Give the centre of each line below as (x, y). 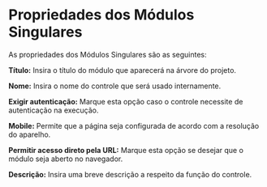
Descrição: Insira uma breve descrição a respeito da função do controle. (130, 174)
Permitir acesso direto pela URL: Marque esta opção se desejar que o (126, 150)
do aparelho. (30, 134)
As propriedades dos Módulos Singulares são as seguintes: (108, 54)
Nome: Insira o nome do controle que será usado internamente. (115, 86)
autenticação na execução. (54, 110)
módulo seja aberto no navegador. (66, 159)
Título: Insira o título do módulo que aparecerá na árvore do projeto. (123, 70)
